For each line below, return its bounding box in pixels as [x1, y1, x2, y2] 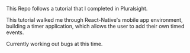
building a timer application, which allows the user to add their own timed [6, 23, 185, 29]
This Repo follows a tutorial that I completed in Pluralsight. [6, 5, 148, 12]
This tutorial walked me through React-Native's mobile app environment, [6, 16, 183, 23]
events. [6, 29, 24, 36]
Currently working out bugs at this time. [6, 41, 103, 47]
